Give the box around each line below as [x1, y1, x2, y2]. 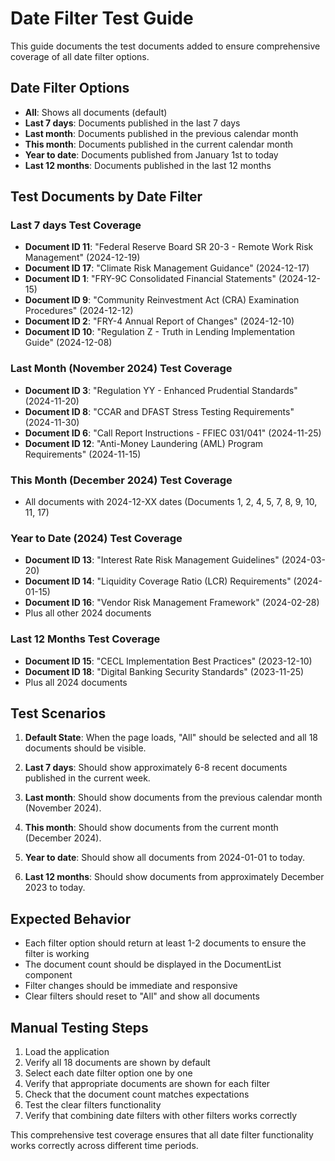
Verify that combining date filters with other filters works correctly [24, 1110, 298, 1122]
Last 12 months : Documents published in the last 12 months [24, 159, 272, 171]
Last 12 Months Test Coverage [10, 632, 161, 646]
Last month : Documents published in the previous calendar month [24, 127, 299, 139]
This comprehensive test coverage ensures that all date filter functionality [10, 1129, 314, 1141]
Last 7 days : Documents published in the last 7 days [24, 117, 241, 129]
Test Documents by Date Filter [10, 188, 203, 206]
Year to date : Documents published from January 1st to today [24, 148, 279, 161]
